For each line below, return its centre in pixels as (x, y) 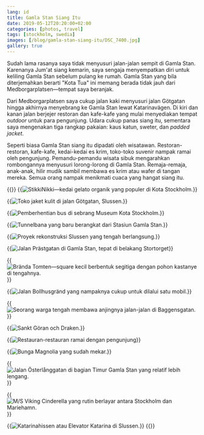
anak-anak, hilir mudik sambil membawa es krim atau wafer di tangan (93, 171)
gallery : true (25, 46)
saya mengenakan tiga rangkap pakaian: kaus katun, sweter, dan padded (98, 127)
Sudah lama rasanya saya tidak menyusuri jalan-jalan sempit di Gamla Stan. (101, 63)
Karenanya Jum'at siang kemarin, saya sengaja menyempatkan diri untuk (98, 69)
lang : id (18, 12)
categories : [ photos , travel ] (45, 29)
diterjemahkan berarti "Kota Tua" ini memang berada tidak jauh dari (91, 82)
